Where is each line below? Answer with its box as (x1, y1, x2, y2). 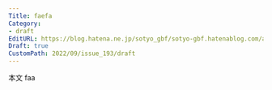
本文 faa (8, 73, 36, 82)
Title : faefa (8, 11, 53, 20)
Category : (8, 19, 42, 28)
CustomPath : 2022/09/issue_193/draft (8, 49, 136, 58)
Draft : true (8, 42, 49, 50)
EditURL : (8, 34, 38, 43)
